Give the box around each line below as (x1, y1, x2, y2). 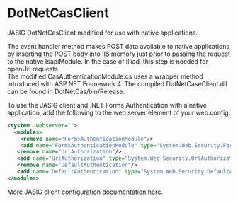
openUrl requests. (7, 64, 60, 73)
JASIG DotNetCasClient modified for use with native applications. (7, 28, 198, 37)
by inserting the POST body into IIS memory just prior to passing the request (7, 50, 230, 58)
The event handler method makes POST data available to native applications (7, 42, 230, 50)
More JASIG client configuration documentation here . (7, 187, 163, 196)
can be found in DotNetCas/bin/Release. (7, 87, 125, 95)
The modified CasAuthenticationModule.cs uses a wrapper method (7, 72, 203, 81)
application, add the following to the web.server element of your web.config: (7, 108, 231, 117)
